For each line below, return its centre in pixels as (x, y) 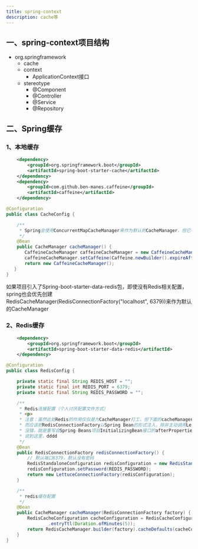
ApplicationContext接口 (61, 77)
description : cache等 (32, 17)
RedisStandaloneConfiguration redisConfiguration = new (97, 464)
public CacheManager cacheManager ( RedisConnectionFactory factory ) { (104, 513)
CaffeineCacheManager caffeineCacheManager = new (87, 253)
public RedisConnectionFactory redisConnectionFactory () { (91, 453)
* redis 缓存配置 (37, 496)
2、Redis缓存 (25, 325)
